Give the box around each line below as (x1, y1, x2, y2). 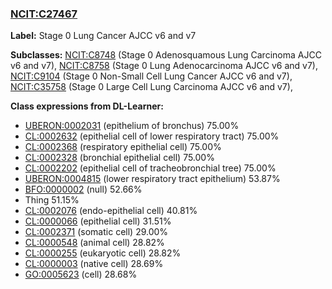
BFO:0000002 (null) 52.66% (24, 183, 143, 196)
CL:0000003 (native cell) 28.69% (24, 258, 164, 270)
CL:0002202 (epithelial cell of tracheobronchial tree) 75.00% (24, 162, 277, 174)
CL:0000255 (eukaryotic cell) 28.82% (24, 247, 182, 259)
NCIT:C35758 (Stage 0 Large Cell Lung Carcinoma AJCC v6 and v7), (10, 81, 293, 93)
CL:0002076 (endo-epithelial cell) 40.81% (24, 205, 198, 217)
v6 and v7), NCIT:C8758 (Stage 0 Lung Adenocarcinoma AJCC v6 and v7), (10, 60, 318, 72)
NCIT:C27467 (10, 7, 78, 21)
